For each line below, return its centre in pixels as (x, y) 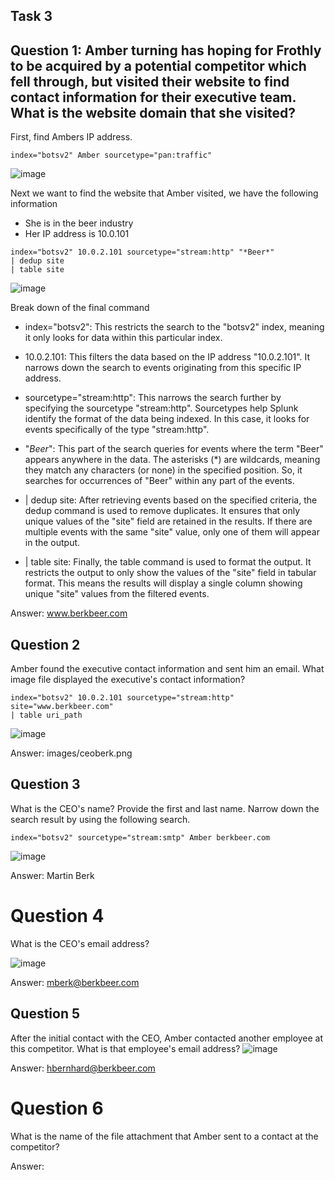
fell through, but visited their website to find (150, 81)
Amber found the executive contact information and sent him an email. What (167, 669)
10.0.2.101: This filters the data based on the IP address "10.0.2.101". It (167, 357)
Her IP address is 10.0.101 (77, 234)
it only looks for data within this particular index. (123, 338)
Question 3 (45, 784)
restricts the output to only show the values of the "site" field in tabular (170, 573)
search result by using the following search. (100, 819)
